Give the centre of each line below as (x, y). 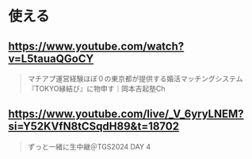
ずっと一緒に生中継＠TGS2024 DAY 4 (89, 146)
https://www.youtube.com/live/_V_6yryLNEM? (126, 114)
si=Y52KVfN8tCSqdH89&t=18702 (94, 127)
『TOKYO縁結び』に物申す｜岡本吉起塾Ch (96, 89)
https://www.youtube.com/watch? (96, 46)
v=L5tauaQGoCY (51, 58)
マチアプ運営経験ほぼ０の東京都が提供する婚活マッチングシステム (135, 79)
